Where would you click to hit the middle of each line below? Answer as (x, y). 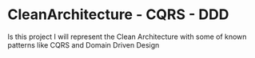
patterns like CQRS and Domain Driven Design (84, 44)
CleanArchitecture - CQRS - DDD (118, 15)
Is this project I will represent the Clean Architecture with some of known (127, 37)
